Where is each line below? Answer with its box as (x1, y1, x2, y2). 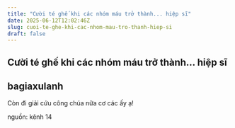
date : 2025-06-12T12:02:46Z (7, 17, 91, 24)
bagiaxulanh (7, 81, 64, 93)
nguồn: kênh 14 (7, 112, 52, 121)
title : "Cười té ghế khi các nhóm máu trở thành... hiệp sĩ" (7, 10, 192, 18)
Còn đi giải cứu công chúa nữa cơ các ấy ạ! (7, 99, 134, 107)
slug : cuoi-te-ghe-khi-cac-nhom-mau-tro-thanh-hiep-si (7, 23, 173, 30)
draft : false (7, 30, 46, 37)
